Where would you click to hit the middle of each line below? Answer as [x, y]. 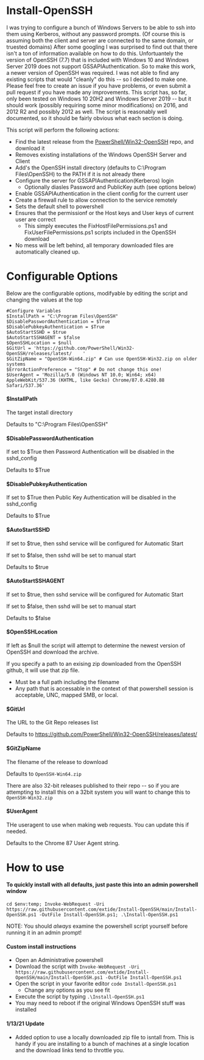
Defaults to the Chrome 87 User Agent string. [63, 843]
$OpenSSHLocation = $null [39, 343]
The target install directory [40, 412]
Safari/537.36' [26, 385]
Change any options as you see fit [67, 990]
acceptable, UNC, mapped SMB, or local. [67, 695]
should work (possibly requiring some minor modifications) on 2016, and [97, 105]
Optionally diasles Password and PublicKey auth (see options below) [110, 187]
